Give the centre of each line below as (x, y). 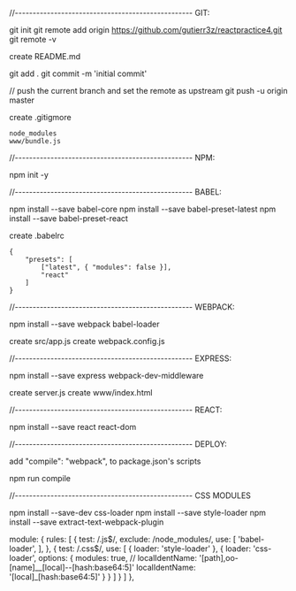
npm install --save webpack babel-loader (84, 324)
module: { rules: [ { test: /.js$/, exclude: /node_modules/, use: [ (123, 539)
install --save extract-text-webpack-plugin (87, 522)
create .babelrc (37, 235)
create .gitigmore (41, 117)
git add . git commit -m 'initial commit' (78, 73)
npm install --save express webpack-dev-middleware (106, 376)
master (22, 100)
